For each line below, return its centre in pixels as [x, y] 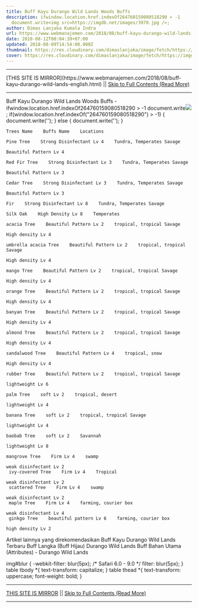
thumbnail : [19, 50]
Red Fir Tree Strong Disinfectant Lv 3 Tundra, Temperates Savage [97, 162]
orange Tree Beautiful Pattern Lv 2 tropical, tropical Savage [93, 291]
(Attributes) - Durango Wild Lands [47, 552]
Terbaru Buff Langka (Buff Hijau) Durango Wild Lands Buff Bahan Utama [94, 545]
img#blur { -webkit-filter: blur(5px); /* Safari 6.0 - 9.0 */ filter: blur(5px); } [95, 563]
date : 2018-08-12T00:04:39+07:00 [47, 39]
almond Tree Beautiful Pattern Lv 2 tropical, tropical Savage [93, 333]
